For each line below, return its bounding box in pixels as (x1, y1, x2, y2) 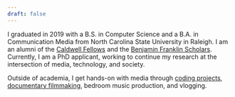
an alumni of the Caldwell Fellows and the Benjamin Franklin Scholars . (7, 45, 212, 53)
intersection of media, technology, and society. (7, 59, 145, 68)
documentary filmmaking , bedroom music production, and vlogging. (7, 81, 207, 89)
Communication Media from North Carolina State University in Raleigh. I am (7, 37, 229, 46)
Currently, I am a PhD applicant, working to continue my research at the (7, 52, 217, 61)
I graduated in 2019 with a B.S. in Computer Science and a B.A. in (7, 30, 199, 38)
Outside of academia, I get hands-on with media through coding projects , (7, 74, 223, 82)
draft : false (7, 10, 46, 18)
